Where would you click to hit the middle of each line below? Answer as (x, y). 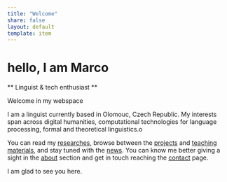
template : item (29, 33)
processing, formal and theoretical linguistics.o (75, 129)
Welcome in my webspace (45, 101)
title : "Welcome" (33, 14)
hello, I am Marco (58, 68)
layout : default (31, 27)
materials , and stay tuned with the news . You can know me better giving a (114, 150)
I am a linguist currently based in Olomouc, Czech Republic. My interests (112, 114)
